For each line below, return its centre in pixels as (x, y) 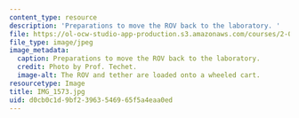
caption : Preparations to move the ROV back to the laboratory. (139, 59)
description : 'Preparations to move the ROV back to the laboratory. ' (145, 26)
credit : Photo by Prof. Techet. (77, 67)
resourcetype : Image (48, 83)
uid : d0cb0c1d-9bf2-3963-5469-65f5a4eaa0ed (91, 100)
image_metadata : (39, 51)
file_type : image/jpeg (51, 42)
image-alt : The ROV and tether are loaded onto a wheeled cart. (139, 75)
